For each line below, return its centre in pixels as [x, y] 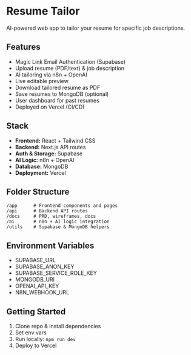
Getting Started [36, 312]
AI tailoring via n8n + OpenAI [51, 75]
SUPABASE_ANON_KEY [45, 267]
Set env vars [31, 333]
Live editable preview [42, 81]
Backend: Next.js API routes [50, 147]
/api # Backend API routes [47, 211]
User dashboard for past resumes [57, 100]
